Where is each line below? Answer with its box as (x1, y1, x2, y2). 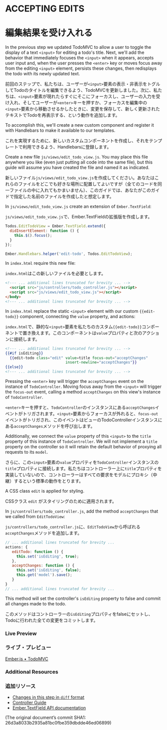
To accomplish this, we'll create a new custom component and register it (5, 122, 155, 128)
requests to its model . (5, 449, 48, 455)
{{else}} (5, 365, 23, 369)
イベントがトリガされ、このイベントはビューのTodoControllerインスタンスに (5, 417, 163, 423)
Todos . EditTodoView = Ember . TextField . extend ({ (5, 224, 106, 229)
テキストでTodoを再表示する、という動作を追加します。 (5, 112, 120, 118)
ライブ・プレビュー (5, 644, 51, 651)
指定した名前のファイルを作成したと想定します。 (13, 193, 114, 199)
